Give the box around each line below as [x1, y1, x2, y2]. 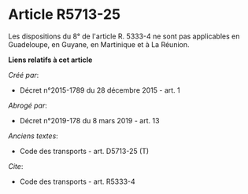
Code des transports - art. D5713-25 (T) [19, 146, 150, 156]
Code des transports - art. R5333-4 [19, 177, 135, 186]
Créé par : [8, 70, 39, 79]
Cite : [8, 161, 24, 170]
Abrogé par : [8, 101, 47, 110]
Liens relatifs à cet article [8, 55, 93, 64]
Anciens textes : [8, 131, 59, 141]
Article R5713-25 [8, 5, 120, 24]
